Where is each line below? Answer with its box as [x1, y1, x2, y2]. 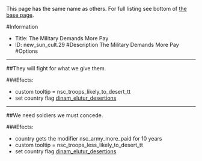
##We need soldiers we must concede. [6, 112, 103, 119]
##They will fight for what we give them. [6, 65, 106, 71]
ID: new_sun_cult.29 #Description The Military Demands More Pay [14, 41, 179, 48]
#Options [14, 47, 38, 55]
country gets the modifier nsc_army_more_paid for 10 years [14, 135, 162, 142]
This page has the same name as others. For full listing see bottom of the [6, 5, 188, 12]
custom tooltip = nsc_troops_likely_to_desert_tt [14, 88, 131, 95]
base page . [6, 11, 34, 19]
